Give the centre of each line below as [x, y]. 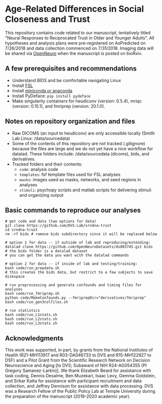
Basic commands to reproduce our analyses [73, 210]
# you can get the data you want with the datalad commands [67, 255]
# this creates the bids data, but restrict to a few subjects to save [79, 272]
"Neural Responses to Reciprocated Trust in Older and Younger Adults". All [80, 38]
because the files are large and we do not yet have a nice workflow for [82, 149]
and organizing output [41, 195]
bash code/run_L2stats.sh [31, 319]
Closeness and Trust [48, 19]
